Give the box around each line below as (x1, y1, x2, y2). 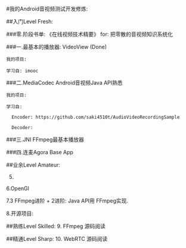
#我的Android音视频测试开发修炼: (6, 5, 88, 12)
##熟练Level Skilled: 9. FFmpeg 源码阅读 (6, 223, 106, 229)
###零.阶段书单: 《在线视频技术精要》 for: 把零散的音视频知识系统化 (6, 30, 173, 38)
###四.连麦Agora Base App (6, 149, 73, 155)
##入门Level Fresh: (6, 18, 54, 25)
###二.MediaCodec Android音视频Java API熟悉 (6, 79, 123, 86)
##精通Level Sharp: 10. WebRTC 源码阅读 (6, 235, 108, 242)
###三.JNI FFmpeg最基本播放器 (6, 136, 85, 143)
